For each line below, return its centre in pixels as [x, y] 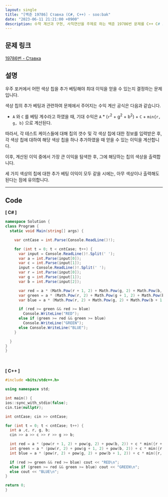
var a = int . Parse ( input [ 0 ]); [50, 259]
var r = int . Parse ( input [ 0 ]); [50, 273]
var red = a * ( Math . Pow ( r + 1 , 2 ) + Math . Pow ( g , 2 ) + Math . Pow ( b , [90, 291]
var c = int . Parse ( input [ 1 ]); [50, 263]
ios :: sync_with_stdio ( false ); [37, 403]
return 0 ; [15, 485]
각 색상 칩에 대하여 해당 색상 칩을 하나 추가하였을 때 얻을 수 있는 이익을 [74, 140]
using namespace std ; [28, 389]
